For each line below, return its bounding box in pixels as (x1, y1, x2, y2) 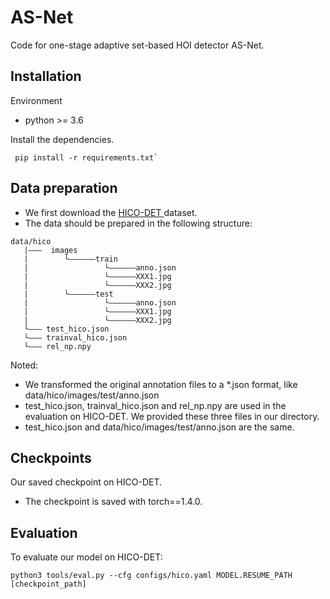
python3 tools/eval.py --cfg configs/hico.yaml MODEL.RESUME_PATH (10, 571, 293, 581)
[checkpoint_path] (10, 579, 87, 590)
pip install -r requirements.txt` (14, 152, 159, 163)
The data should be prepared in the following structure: (24, 217, 253, 229)
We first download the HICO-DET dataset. (24, 206, 198, 218)
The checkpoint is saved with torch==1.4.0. (24, 496, 203, 508)
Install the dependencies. (10, 133, 115, 145)
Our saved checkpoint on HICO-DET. (10, 476, 163, 488)
